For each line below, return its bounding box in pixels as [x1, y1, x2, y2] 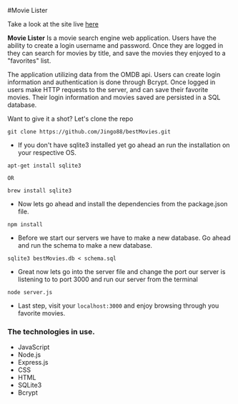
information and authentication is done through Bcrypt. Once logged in [7, 78, 216, 86]
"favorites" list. [7, 56, 51, 65]
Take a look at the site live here [7, 20, 99, 28]
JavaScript [17, 343, 50, 352]
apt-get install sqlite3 [7, 162, 81, 169]
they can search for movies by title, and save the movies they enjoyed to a [7, 49, 227, 57]
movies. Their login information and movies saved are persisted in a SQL [7, 93, 221, 101]
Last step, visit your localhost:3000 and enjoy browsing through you [17, 301, 219, 310]
